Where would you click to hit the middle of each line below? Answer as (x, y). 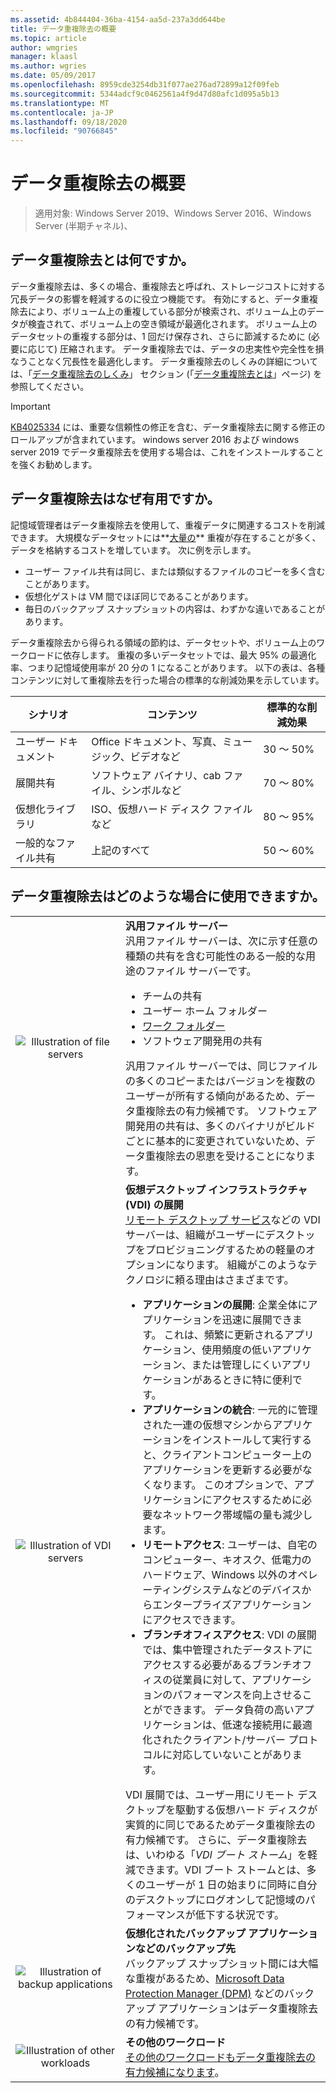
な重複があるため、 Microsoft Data (204, 1978)
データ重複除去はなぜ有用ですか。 (115, 499)
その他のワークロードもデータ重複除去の (220, 2057)
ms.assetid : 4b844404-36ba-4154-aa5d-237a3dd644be (118, 19)
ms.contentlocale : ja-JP (62, 112)
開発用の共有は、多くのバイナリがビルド (220, 1126)
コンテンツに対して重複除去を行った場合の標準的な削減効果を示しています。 (167, 680)
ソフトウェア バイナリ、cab (156, 775)
